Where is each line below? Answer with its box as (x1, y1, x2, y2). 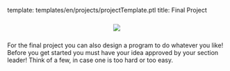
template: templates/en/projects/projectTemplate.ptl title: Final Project (7, 6, 207, 14)
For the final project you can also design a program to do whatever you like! (7, 41, 224, 49)
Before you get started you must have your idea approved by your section (7, 49, 219, 56)
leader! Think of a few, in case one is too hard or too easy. (7, 56, 174, 64)
